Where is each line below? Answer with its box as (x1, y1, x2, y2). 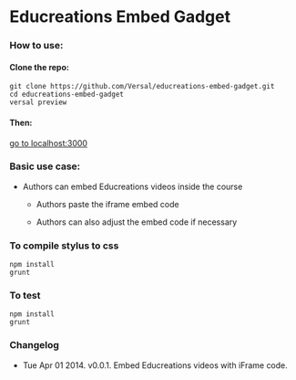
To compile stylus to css (9, 239, 119, 252)
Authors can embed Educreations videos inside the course (22, 181, 243, 192)
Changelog (9, 339, 59, 352)
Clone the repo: (9, 61, 70, 72)
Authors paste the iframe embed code (36, 198, 179, 209)
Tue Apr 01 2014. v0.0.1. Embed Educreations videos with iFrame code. (22, 359, 289, 371)
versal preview (9, 98, 67, 107)
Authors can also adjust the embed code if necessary (36, 216, 238, 227)
